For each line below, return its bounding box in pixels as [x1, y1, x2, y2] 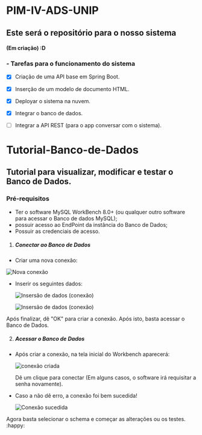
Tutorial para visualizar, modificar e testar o [6, 167, 174, 177]
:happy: [6, 422, 25, 429]
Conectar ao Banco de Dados [14, 241, 91, 249]
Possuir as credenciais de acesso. [14, 227, 100, 235]
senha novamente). [14, 380, 63, 387]
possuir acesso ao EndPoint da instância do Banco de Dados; [14, 221, 168, 228]
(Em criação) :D [6, 45, 46, 52]
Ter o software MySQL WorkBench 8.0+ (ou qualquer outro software [14, 208, 186, 215]
